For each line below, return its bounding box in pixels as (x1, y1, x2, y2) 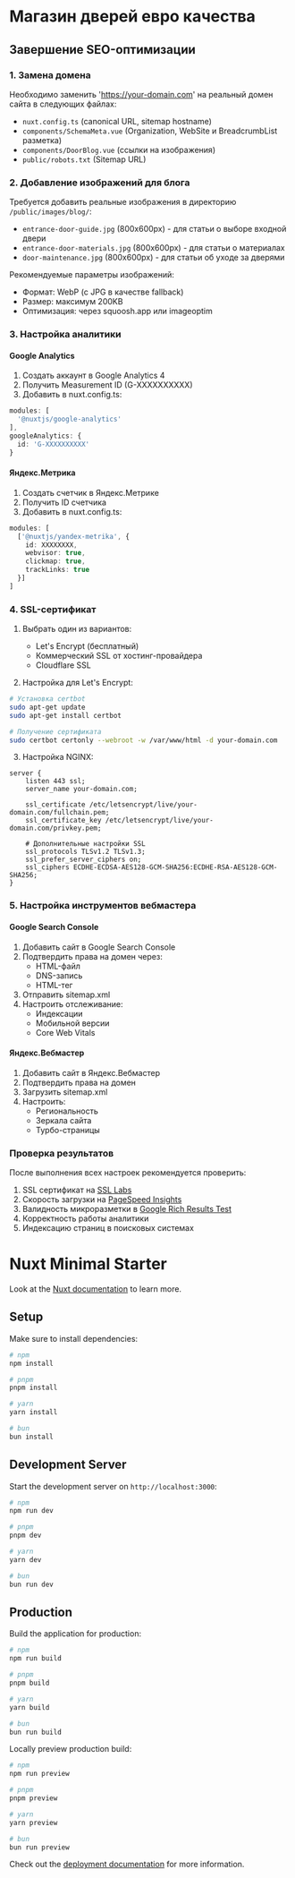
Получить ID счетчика (21, 497, 107, 508)
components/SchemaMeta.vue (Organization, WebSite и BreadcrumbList (21, 125, 278, 136)
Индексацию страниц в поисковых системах (21, 1223, 195, 1234)
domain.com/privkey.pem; (9, 824, 102, 833)
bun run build (9, 1728, 63, 1737)
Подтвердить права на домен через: (21, 951, 163, 961)
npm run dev (9, 1507, 54, 1515)
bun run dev (9, 1580, 54, 1589)
